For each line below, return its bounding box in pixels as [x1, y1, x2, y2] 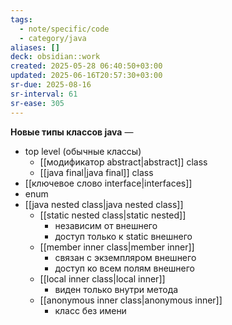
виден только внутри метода [54, 283, 179, 295]
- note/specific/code [19, 24, 110, 34]
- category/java [19, 33, 87, 43]
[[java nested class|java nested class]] [24, 198, 184, 210]
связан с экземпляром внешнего [54, 251, 197, 263]
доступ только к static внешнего [54, 230, 193, 242]
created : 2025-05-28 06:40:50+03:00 [10, 61, 163, 71]
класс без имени [54, 304, 127, 316]
